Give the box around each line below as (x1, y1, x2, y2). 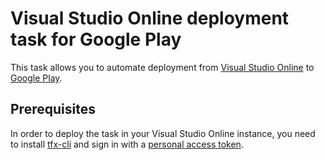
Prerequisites (10, 101, 96, 118)
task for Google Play (10, 28, 182, 51)
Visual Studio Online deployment (10, 7, 290, 30)
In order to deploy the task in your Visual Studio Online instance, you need (10, 127, 316, 139)
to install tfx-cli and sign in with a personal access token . (10, 138, 244, 150)
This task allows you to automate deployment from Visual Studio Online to (10, 61, 315, 73)
